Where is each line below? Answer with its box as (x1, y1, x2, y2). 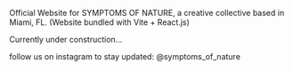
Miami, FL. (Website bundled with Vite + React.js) (9, 17, 190, 28)
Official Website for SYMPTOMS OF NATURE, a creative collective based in (9, 8, 285, 18)
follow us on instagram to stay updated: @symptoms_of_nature (9, 51, 240, 61)
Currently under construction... (9, 35, 123, 44)
